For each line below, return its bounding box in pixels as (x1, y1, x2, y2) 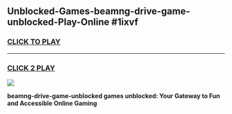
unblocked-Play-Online (7, 17, 110, 28)
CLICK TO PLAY (7, 37, 61, 47)
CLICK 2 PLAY (7, 63, 55, 73)
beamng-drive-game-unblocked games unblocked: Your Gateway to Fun (7, 91, 220, 99)
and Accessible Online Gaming (7, 99, 97, 107)
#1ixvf (111, 17, 139, 28)
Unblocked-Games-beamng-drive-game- (7, 6, 191, 17)
